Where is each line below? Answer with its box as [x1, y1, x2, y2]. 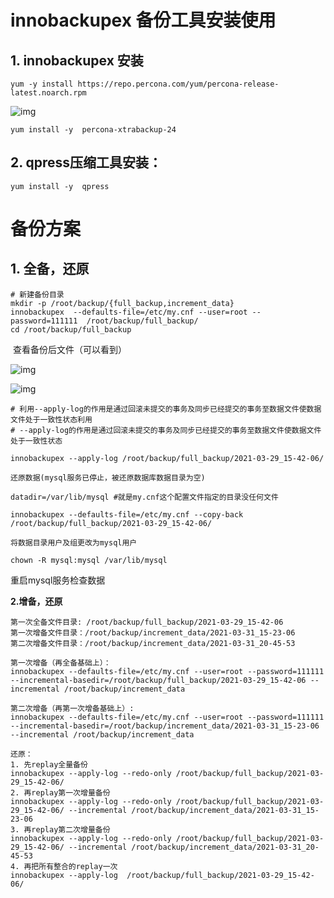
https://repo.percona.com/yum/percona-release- [77, 79, 280, 89]
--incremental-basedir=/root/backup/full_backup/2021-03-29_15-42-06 [10, 675, 307, 685]
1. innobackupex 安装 [10, 52, 144, 69]
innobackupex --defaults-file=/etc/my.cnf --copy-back [10, 509, 244, 520]
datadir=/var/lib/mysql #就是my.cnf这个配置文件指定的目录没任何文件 [10, 492, 279, 502]
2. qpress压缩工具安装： [10, 154, 163, 171]
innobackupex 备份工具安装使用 [10, 9, 277, 32]
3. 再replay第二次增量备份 [10, 824, 111, 835]
